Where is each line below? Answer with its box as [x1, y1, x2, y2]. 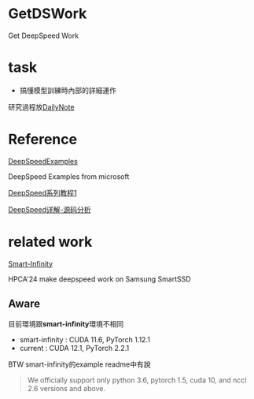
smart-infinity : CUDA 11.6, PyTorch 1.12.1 [19, 334, 151, 344]
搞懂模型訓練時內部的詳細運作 [19, 85, 116, 95]
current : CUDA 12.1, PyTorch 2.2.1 [19, 343, 130, 352]
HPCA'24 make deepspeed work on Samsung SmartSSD [8, 274, 191, 284]
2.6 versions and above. [27, 383, 106, 393]
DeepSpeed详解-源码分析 [8, 204, 91, 214]
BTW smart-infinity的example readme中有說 [8, 360, 151, 369]
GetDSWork [8, 5, 87, 23]
